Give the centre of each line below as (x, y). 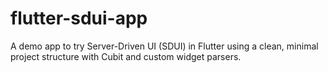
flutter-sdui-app (79, 18)
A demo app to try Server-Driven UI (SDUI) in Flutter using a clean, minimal (164, 46)
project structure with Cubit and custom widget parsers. (126, 56)
